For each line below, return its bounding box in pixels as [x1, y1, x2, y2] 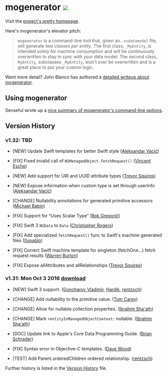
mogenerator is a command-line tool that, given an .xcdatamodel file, [17, 37, 157, 44]
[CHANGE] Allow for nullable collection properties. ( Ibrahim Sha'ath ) [12, 306, 154, 312]
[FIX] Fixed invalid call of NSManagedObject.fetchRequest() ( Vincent [12, 158, 151, 164]
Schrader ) [12, 336, 34, 342]
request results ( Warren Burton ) [12, 253, 79, 259]
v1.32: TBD [5, 137, 33, 144]
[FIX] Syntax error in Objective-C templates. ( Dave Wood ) [12, 345, 132, 351]
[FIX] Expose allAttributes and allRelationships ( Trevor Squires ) [12, 263, 142, 269]
